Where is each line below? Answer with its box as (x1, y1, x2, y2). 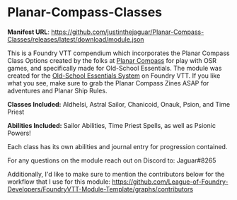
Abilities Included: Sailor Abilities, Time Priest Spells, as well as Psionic (7, 121, 216, 129)
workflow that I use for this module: (7, 177, 111, 186)
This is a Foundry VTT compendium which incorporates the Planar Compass (7, 49, 230, 57)
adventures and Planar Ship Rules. (7, 86, 108, 95)
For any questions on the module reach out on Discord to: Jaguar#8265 (7, 156, 216, 165)
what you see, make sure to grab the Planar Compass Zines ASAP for (7, 78, 209, 87)
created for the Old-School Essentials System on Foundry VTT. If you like (7, 71, 221, 80)
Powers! (7, 129, 32, 137)
